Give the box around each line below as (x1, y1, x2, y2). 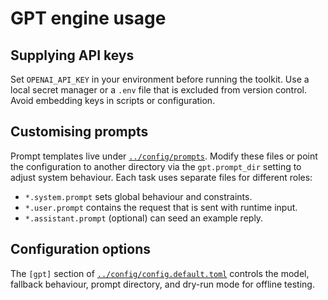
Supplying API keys (10, 47, 135, 64)
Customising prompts (10, 123, 149, 141)
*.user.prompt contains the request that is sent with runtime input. (24, 201, 298, 213)
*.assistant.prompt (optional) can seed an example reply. (24, 212, 264, 224)
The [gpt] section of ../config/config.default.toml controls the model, (10, 267, 310, 279)
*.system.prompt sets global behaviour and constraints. (24, 190, 253, 202)
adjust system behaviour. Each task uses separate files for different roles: (10, 171, 313, 183)
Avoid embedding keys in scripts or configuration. (10, 95, 216, 106)
